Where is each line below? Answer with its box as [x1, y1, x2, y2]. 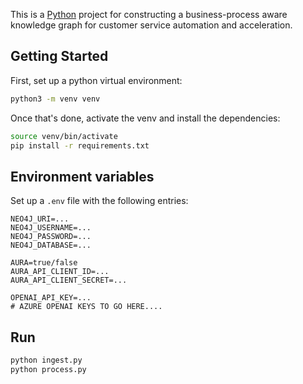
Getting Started [10, 48, 109, 65]
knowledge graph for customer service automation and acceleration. [10, 19, 293, 31]
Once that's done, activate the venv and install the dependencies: [10, 112, 281, 124]
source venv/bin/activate [10, 131, 118, 141]
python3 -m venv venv [10, 94, 101, 104]
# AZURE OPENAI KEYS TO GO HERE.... [10, 302, 163, 312]
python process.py [10, 364, 87, 374]
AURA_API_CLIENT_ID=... [10, 267, 110, 277]
